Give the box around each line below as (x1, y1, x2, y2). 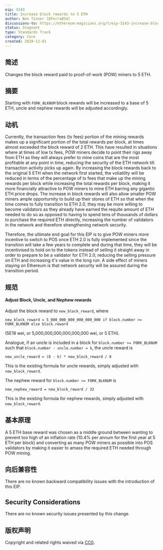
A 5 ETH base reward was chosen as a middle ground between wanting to (5, 429, 153, 435)
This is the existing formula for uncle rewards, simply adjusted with (5, 363, 139, 368)
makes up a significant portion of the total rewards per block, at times (5, 139, 144, 145)
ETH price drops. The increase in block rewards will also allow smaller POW (5, 191, 156, 197)
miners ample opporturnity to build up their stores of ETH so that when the (5, 196, 154, 202)
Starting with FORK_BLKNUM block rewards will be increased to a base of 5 (5, 100, 149, 106)
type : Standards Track (5, 30, 51, 35)
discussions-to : (5, 20, 38, 26)
